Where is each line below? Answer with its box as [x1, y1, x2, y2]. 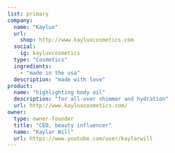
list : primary [7, 10, 49, 18]
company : [7, 17, 33, 24]
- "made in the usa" [20, 69, 80, 76]
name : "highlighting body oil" [13, 89, 106, 96]
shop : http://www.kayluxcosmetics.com [20, 37, 134, 44]
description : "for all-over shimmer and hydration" [13, 96, 169, 103]
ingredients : [13, 63, 52, 70]
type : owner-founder [13, 115, 74, 122]
